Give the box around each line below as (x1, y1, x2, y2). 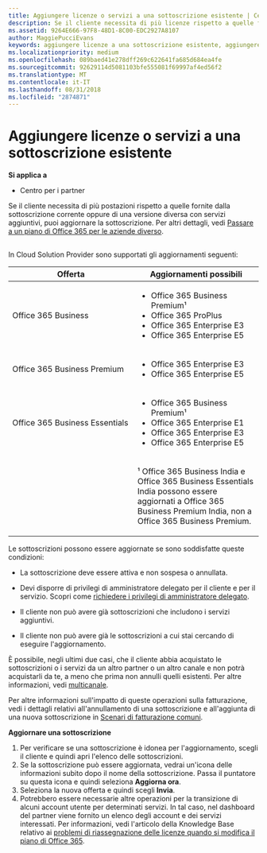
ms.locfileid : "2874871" (8, 93, 91, 101)
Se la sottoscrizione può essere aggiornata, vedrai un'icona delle (19, 760, 233, 770)
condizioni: (8, 552, 44, 561)
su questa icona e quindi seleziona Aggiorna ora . (19, 777, 181, 786)
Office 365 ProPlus (150, 309, 222, 320)
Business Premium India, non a (137, 506, 252, 517)
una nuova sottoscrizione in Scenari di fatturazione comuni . (8, 712, 203, 722)
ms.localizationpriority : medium (8, 48, 119, 56)
